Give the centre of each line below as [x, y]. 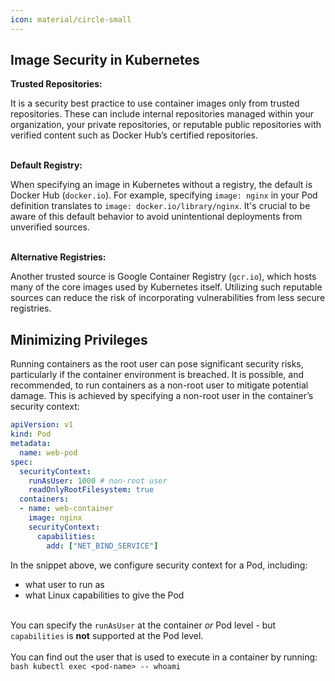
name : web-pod [48, 452]
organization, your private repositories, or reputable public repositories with [166, 125]
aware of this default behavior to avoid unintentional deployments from [156, 217]
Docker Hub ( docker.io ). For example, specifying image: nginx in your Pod [164, 195]
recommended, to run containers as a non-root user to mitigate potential [159, 385]
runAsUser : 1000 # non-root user [98, 481]
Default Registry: [46, 165]
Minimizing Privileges [79, 339]
